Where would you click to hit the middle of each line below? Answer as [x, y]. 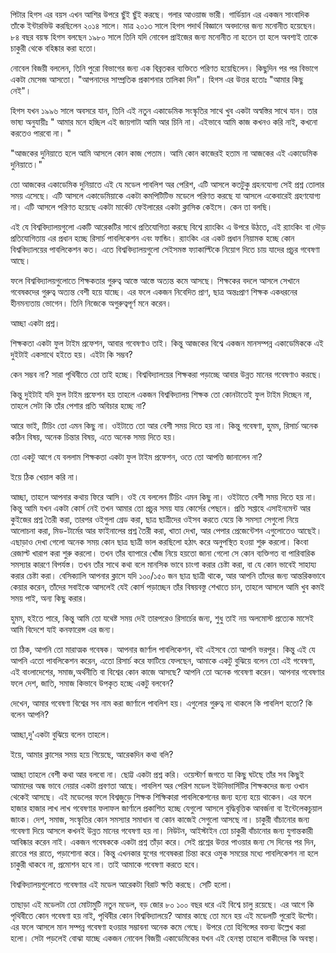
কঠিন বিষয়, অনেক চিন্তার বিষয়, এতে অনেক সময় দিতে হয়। [93, 437]
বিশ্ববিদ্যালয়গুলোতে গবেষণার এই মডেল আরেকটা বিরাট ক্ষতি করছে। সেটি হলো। [121, 884]
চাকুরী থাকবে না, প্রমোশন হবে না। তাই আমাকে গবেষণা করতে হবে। [105, 864]
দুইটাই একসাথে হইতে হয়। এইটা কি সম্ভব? [71, 354]
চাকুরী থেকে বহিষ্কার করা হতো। [54, 48]
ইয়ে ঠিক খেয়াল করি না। [45, 477]
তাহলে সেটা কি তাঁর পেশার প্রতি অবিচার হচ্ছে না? [78, 405]
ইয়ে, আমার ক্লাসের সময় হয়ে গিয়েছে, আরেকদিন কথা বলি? [92, 754]
